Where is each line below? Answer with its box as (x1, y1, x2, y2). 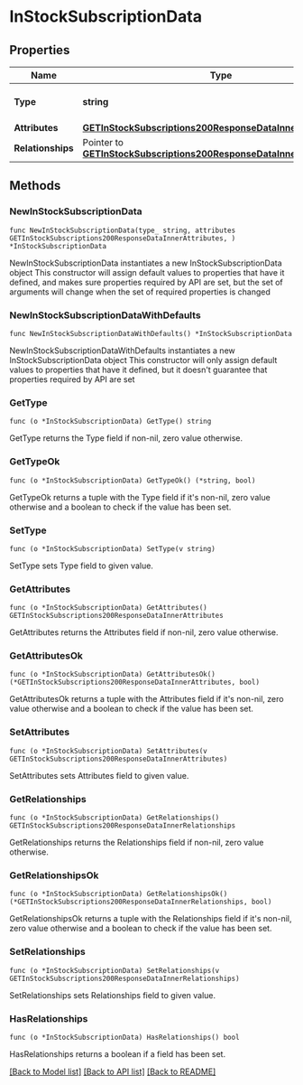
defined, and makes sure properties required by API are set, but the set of (9, 276, 284, 287)
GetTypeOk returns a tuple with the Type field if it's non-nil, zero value (9, 491, 271, 502)
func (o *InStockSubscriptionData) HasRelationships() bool (9, 1033, 241, 1042)
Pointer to (82, 136, 124, 148)
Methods (9, 178, 61, 193)
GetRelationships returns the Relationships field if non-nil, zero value (9, 837, 264, 848)
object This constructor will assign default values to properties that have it (9, 267, 285, 277)
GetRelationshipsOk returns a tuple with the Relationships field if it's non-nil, (9, 913, 292, 924)
